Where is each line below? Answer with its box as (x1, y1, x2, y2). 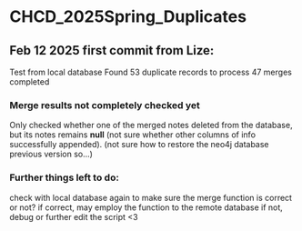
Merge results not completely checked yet (9, 98, 200, 111)
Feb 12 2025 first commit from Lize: (9, 43, 215, 58)
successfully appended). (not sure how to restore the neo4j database (9, 139, 270, 150)
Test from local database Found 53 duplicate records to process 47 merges (9, 66, 293, 77)
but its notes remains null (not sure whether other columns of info (9, 129, 257, 140)
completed (9, 76, 50, 87)
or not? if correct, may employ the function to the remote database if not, (9, 202, 284, 213)
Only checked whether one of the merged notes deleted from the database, (9, 120, 293, 131)
